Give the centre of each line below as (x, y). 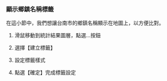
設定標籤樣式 (30, 60)
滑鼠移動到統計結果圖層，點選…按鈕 (57, 36)
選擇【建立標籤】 (35, 48)
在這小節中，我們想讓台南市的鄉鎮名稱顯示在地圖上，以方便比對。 (85, 23)
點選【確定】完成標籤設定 (45, 73)
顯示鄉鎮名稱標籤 (30, 9)
